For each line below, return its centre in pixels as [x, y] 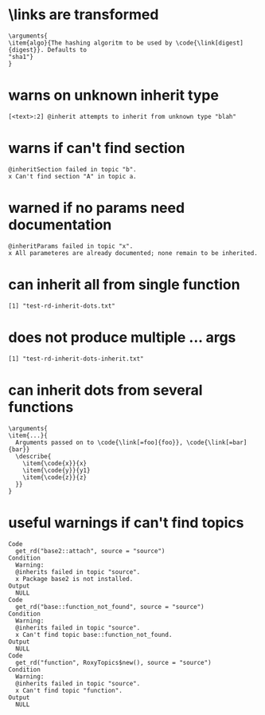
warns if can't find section [97, 148]
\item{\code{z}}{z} [55, 477]
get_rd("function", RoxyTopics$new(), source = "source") [114, 662]
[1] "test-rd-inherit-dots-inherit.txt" [76, 359]
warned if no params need [97, 208]
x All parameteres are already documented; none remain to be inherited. [133, 253]
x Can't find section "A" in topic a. [72, 176]
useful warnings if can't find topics [126, 522]
